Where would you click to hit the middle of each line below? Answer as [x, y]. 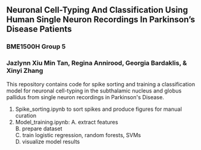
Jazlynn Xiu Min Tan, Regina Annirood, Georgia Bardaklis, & [97, 63]
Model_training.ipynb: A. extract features [66, 122]
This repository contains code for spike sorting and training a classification [101, 84]
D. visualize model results [47, 141]
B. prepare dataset [39, 129]
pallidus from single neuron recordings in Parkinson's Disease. [85, 97]
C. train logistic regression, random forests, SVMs [78, 135]
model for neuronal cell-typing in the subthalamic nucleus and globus [94, 91]
